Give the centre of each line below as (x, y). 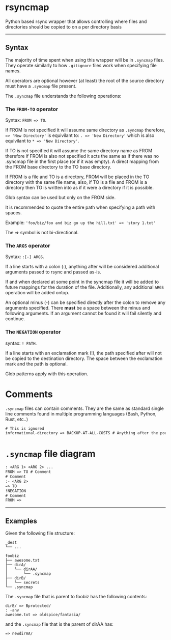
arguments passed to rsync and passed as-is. (53, 272)
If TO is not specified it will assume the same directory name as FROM (79, 151)
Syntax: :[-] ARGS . (25, 257)
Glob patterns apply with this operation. (47, 374)
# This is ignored (25, 428)
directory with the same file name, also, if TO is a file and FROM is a (76, 182)
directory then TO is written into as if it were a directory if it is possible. (80, 188)
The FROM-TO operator (32, 109)
